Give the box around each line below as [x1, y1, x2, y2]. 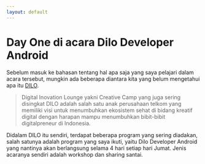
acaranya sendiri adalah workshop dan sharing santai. [6, 151, 143, 158]
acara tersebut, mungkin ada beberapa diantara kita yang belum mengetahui [6, 75, 200, 83]
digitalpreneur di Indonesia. [21, 119, 91, 127]
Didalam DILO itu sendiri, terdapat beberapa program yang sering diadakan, [6, 131, 198, 138]
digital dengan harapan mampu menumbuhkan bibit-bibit [21, 113, 166, 120]
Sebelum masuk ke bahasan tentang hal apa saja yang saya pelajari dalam [6, 69, 195, 76]
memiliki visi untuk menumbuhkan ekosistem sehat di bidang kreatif [21, 106, 193, 114]
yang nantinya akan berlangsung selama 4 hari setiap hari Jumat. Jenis [6, 144, 187, 152]
